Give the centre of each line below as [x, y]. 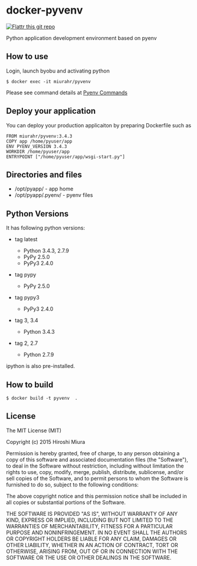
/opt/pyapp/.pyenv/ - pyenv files [54, 195]
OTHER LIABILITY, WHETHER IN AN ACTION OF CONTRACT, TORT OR [92, 545]
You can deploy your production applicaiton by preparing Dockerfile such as [99, 125]
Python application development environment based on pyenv [82, 38]
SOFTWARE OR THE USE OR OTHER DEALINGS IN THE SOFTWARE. [89, 557]
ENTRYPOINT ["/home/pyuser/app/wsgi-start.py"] [66, 157]
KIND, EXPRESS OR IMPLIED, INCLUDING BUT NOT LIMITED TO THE [90, 520]
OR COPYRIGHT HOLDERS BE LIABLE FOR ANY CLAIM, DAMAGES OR [91, 539]
